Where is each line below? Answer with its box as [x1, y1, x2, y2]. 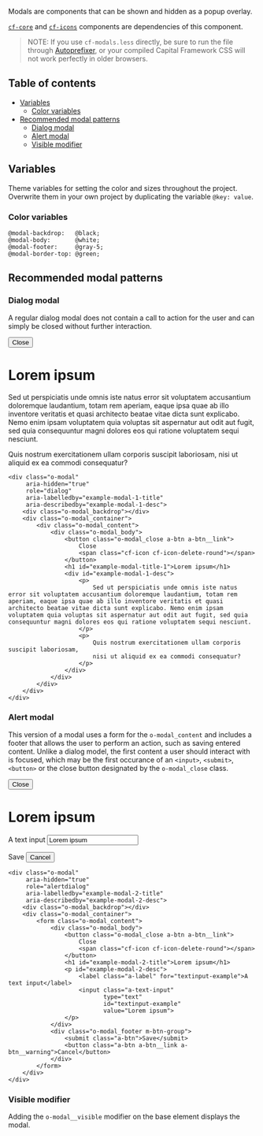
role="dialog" [25, 486, 72, 495]
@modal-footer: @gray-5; [8, 243, 104, 251]
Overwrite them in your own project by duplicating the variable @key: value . [8, 192, 254, 201]
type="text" [103, 993, 143, 1000]
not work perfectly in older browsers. [27, 54, 148, 63]
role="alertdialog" [25, 882, 90, 890]
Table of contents [8, 76, 96, 90]
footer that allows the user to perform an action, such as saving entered [8, 738, 241, 747]
